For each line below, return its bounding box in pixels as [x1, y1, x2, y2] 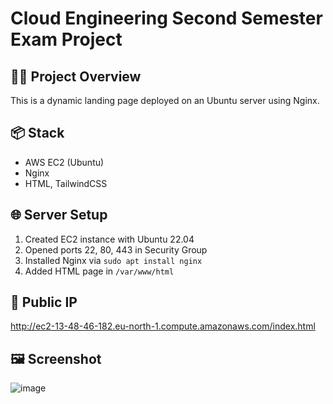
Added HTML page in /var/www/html [24, 265, 175, 277]
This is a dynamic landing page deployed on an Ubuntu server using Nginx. [10, 95, 320, 106]
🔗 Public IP [10, 294, 78, 311]
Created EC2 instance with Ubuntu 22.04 [24, 233, 195, 245]
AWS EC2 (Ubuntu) [24, 156, 105, 168]
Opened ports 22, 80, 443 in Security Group [24, 243, 208, 256]
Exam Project [10, 28, 123, 51]
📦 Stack [10, 125, 65, 142]
